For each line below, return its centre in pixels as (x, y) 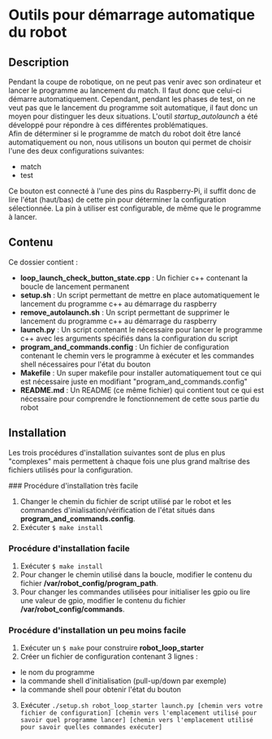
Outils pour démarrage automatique (132, 15)
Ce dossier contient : (43, 262)
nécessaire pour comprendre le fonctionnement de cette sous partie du (140, 398)
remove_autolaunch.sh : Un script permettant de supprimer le (125, 312)
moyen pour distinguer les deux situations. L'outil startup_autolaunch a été (133, 116)
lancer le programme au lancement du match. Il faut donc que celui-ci (125, 90)
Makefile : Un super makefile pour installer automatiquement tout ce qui (141, 372)
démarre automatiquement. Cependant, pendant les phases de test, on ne (132, 99)
